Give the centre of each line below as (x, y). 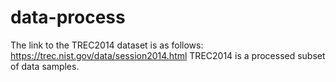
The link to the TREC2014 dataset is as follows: (107, 45)
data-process (68, 17)
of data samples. (45, 66)
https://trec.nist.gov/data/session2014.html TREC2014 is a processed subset (168, 55)
